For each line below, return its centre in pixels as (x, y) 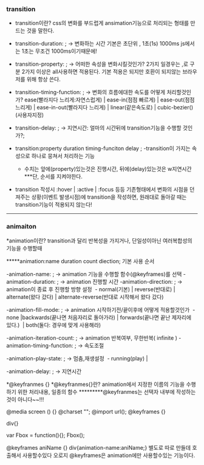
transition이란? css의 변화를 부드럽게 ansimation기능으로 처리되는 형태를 (102, 23)
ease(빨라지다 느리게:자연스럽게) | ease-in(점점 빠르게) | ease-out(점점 (109, 100)
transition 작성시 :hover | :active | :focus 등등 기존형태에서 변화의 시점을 (101, 190)
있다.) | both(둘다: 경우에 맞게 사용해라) (54, 325)
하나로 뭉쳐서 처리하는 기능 (63, 156)
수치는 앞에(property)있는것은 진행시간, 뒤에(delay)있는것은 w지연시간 (108, 169)
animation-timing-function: (40, 345)
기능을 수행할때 (24, 248)
